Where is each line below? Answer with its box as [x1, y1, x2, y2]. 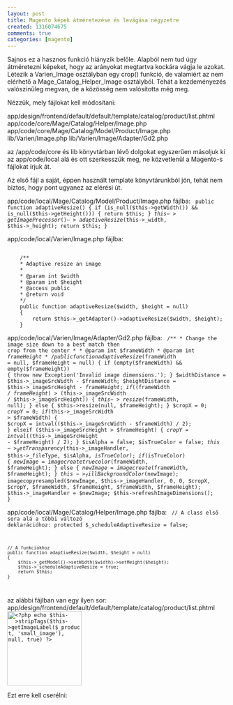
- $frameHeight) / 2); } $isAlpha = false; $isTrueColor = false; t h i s [7, 439, 220, 446]
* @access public [20, 285, 70, 292]
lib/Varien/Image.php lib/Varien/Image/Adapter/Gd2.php [7, 134, 169, 143]
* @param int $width [20, 273, 80, 280]
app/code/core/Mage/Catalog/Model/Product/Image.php [7, 127, 171, 135]
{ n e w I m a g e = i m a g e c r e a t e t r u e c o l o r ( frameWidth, [7, 458, 149, 465]
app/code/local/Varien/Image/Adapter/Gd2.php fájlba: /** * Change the [7, 334, 218, 342]
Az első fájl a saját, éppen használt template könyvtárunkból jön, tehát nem [7, 176, 223, 185]
